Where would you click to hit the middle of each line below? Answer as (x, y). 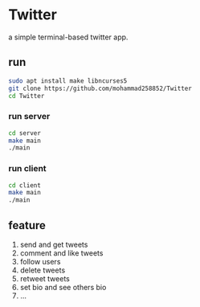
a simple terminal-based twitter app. (68, 37)
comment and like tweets (61, 253)
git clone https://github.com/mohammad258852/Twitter (100, 88)
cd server (25, 133)
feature (27, 225)
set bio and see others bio (63, 288)
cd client (25, 185)
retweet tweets (45, 279)
